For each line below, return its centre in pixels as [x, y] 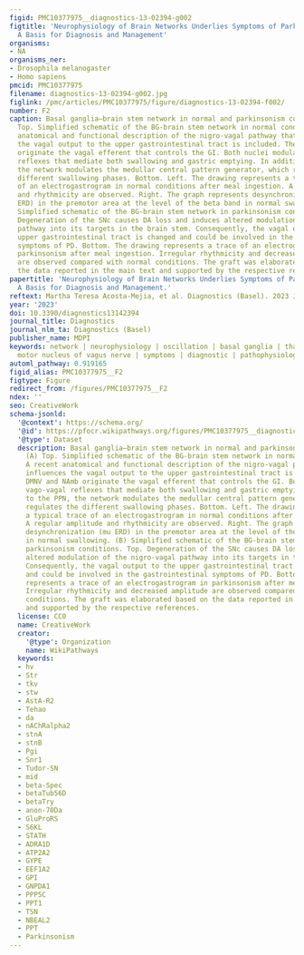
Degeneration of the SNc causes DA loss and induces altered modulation [157, 220]
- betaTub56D [42, 794]
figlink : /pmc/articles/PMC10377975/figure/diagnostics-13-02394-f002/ [147, 102]
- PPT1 [30, 903]
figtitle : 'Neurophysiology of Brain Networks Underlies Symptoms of [143, 26]
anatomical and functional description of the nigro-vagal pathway [147, 136]
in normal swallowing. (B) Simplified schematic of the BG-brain [152, 541]
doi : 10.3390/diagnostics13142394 [75, 313]
